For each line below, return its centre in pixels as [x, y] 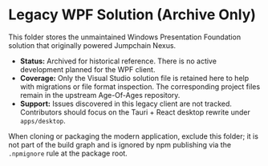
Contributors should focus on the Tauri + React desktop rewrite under [135, 112]
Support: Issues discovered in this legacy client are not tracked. [126, 103]
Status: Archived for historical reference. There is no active [118, 61]
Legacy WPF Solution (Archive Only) [132, 15]
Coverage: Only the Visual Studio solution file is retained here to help [134, 78]
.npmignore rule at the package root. [68, 153]
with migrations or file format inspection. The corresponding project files [140, 87]
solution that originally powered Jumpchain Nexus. [92, 45]
